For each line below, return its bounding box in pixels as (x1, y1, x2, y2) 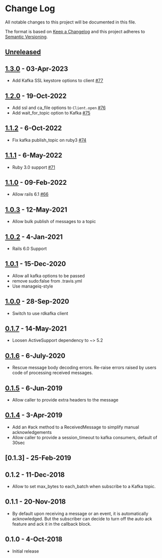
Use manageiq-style (12, 283, 53, 289)
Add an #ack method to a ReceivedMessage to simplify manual (12, 424, 139, 430)
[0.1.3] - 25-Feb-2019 (5, 454, 72, 462)
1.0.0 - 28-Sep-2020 (5, 297, 69, 306)
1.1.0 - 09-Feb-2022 (5, 178, 67, 186)
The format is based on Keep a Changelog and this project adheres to (5, 28, 145, 34)
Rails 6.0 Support (12, 246, 47, 252)
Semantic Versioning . (5, 34, 48, 40)
